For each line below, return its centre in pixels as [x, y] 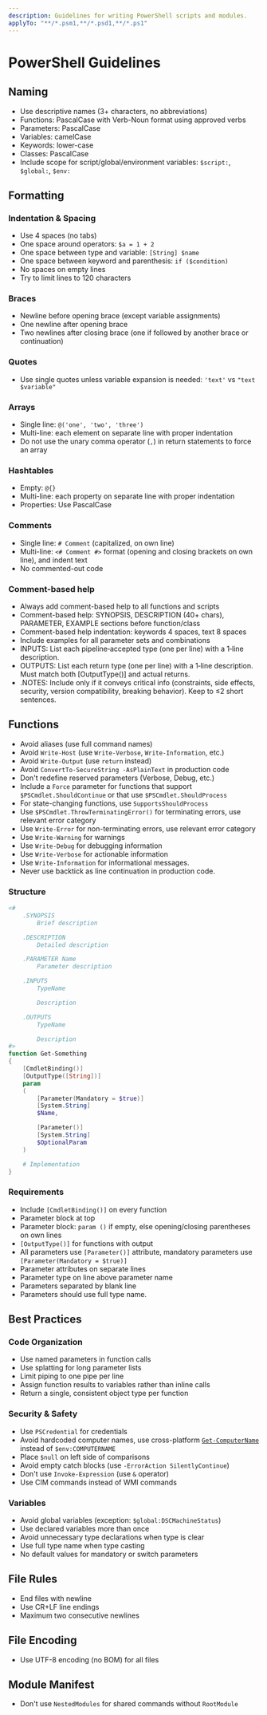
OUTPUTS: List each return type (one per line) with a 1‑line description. [136, 665]
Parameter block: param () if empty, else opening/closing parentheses [135, 1226]
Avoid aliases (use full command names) [86, 743]
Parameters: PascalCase [60, 128]
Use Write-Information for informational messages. [104, 862]
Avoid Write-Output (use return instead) [86, 761]
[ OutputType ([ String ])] [62, 1076]
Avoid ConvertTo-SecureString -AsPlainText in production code [124, 769]
